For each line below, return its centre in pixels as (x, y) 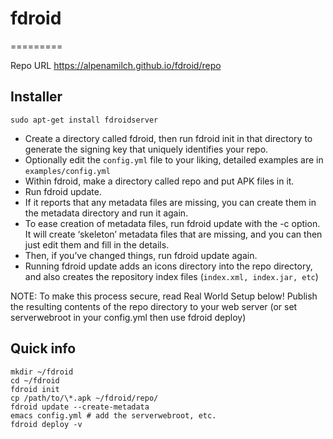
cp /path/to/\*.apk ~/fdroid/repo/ (84, 398)
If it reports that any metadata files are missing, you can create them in (170, 202)
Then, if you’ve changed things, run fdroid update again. (141, 255)
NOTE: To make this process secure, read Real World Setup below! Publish (164, 296)
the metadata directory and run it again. (106, 213)
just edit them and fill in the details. (97, 244)
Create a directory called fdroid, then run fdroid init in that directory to (168, 138)
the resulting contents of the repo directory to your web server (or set (154, 306)
